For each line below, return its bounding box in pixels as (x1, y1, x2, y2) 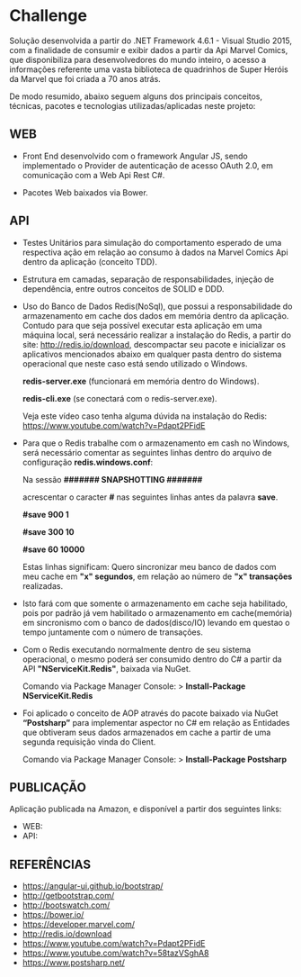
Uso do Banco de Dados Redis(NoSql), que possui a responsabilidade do (22, 301, 293, 312)
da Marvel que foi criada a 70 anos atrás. (9, 73, 162, 84)
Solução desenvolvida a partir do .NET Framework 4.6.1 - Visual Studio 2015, (9, 35, 292, 46)
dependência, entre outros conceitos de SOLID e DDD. (22, 283, 225, 294)
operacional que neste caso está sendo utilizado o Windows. (22, 357, 248, 369)
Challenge (9, 5, 88, 26)
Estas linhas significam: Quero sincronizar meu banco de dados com (22, 561, 277, 572)
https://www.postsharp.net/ (22, 957, 126, 968)
